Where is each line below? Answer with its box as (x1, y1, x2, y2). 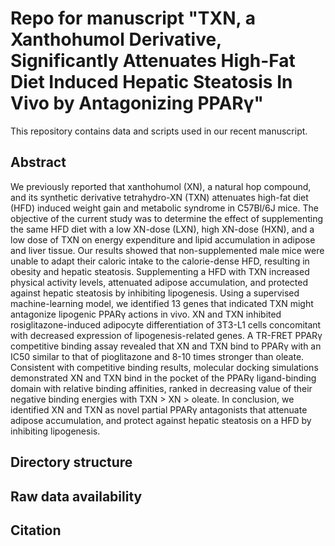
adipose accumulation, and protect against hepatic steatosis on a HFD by (10, 414, 312, 426)
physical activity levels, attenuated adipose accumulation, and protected (10, 276, 308, 288)
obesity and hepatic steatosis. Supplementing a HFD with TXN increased (10, 265, 310, 277)
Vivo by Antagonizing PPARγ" (10, 92, 264, 115)
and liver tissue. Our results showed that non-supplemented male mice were (10, 244, 325, 256)
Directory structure (10, 454, 133, 471)
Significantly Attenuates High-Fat (10, 50, 296, 72)
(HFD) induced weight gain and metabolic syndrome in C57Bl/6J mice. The (10, 202, 319, 214)
